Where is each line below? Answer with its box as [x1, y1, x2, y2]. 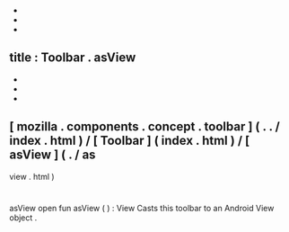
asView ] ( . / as [9, 147, 96, 163]
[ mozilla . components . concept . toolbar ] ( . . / [9, 119, 281, 135]
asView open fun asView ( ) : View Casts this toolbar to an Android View [9, 202, 275, 213]
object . [9, 212, 38, 223]
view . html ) [9, 171, 56, 182]
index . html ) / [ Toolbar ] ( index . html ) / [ [9, 133, 250, 148]
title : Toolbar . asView [9, 50, 136, 66]
